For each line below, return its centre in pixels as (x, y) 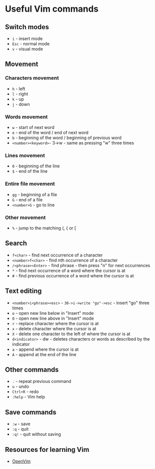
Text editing (23, 291)
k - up (18, 99)
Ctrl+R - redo (25, 392)
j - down (21, 104)
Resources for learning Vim (47, 449)
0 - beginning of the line (36, 166)
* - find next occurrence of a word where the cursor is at (69, 271)
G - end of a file (27, 199)
